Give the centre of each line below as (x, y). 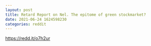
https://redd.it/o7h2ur (28, 38)
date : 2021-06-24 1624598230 (36, 19)
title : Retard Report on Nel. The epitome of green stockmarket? (75, 15)
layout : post (19, 10)
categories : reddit (26, 24)
